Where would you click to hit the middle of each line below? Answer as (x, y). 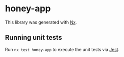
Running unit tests (34, 38)
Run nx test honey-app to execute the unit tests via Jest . (62, 49)
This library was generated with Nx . (41, 22)
